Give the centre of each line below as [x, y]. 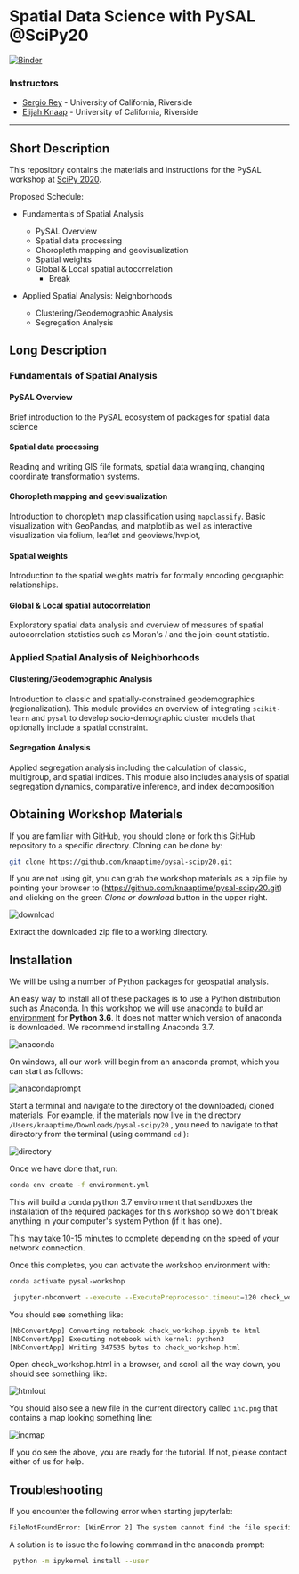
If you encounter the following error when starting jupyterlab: [121, 1512]
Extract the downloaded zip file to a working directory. [109, 932]
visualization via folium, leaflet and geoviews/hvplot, [105, 535]
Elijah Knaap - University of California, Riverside [110, 112]
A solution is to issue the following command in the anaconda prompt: [137, 1545]
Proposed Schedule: [47, 197]
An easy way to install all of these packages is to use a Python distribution [145, 999]
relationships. [34, 585]
